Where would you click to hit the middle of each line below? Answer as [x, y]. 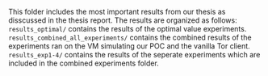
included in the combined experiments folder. [84, 63]
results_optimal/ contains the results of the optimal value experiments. [128, 29]
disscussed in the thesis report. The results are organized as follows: [123, 20]
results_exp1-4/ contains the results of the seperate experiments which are [134, 55]
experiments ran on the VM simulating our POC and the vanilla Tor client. [129, 46]
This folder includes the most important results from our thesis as [117, 12]
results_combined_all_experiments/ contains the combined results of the [130, 37]
